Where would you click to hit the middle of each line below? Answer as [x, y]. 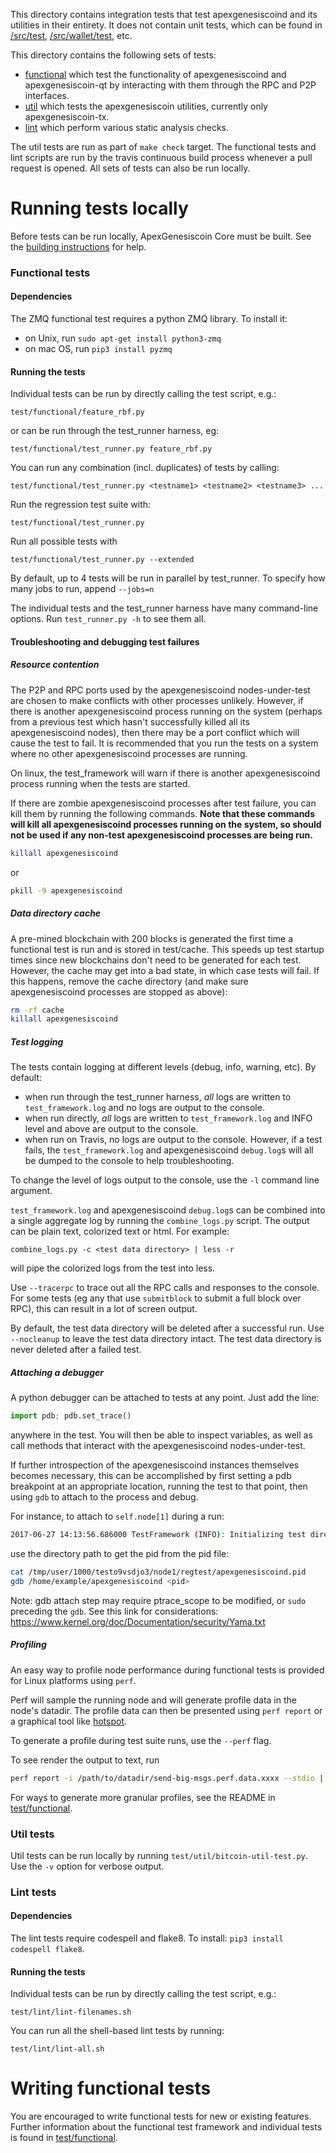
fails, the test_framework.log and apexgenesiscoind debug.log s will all [169, 1150]
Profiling [28, 1645]
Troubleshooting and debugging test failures [105, 641]
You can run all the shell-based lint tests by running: [117, 2031]
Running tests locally [99, 208]
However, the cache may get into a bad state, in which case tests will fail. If [165, 970]
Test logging [37, 1041]
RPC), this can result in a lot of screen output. [104, 1309]
